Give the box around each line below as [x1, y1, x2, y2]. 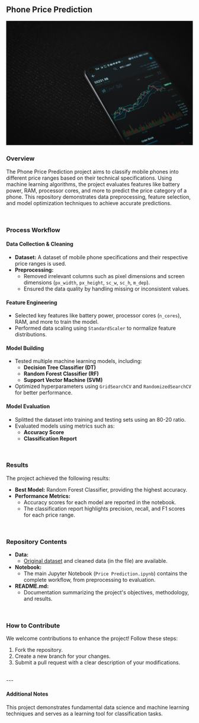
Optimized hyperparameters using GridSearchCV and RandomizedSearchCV [14, 383, 191, 390]
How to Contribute [6, 622, 60, 630]
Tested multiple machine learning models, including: [14, 358, 142, 365]
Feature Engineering [6, 299, 57, 306]
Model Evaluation [6, 403, 50, 410]
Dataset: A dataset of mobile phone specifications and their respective [14, 253, 188, 260]
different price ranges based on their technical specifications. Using [6, 174, 172, 181]
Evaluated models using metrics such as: [14, 422, 115, 429]
